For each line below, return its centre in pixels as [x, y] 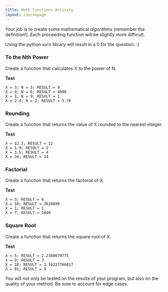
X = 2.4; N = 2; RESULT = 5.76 [38, 101]
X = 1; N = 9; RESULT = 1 [32, 96]
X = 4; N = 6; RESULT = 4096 [36, 92]
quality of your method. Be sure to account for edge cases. [67, 283]
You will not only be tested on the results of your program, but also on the [82, 278]
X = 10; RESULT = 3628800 [32, 204]
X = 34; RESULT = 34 [27, 157]
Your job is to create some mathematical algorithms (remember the [75, 29]
